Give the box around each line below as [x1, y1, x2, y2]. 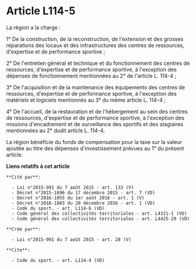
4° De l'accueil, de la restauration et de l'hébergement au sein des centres [6, 108, 188, 115]
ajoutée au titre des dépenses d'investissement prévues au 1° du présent [6, 145, 184, 152]
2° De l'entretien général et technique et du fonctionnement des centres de [6, 60, 190, 67]
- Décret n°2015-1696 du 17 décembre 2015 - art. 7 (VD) [11, 189, 156, 196]
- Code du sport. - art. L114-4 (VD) [11, 257, 105, 263]
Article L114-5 [6, 4, 76, 18]
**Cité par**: [6, 174, 42, 180]
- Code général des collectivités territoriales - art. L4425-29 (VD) [11, 215, 190, 221]
